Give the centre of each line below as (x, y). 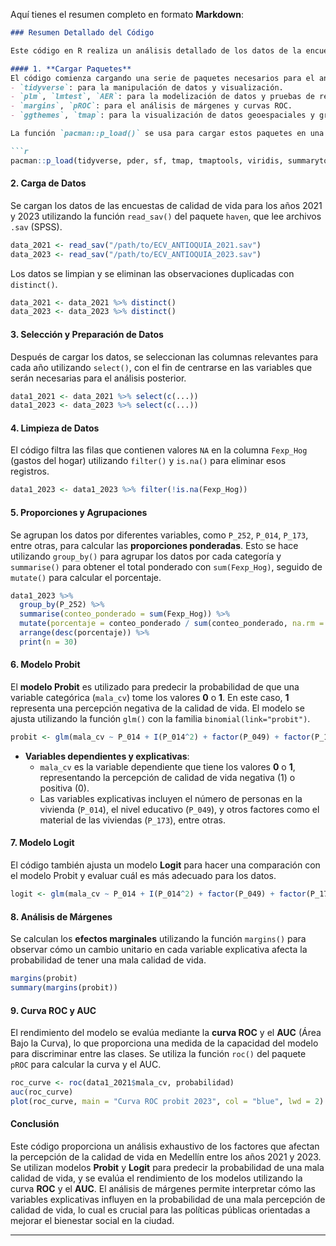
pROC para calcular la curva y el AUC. (86, 1065)
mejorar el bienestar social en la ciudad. (92, 1220)
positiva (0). (64, 788)
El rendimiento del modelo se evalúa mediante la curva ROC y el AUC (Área (166, 1033)
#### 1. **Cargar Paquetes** (71, 69)
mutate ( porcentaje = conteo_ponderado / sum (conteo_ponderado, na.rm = (172, 624)
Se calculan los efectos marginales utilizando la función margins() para (158, 939)
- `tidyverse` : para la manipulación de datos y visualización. (147, 87)
